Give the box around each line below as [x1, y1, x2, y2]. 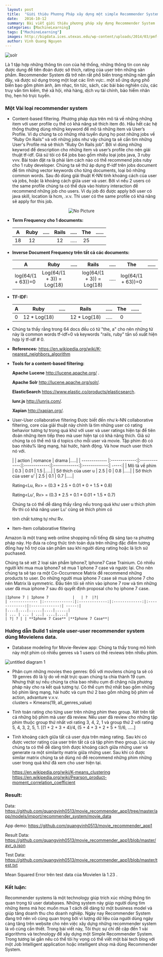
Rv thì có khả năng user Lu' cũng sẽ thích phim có [12, 506, 113, 512]
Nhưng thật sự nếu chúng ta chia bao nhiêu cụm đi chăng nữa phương [12, 679, 153, 685]
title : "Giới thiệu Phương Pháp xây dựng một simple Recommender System [7, 12, 160, 17]
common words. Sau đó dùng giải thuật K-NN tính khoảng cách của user [12, 173, 157, 179]
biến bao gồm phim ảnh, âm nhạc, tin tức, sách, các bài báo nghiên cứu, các [5, 82, 158, 88]
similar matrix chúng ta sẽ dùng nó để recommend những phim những [12, 755, 152, 760]
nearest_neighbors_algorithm [12, 351, 71, 357]
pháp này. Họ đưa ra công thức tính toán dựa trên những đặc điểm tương [5, 540, 150, 546]
